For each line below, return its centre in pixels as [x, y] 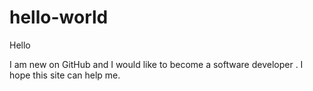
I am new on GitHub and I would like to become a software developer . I [156, 64]
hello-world [59, 17]
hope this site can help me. [65, 75]
